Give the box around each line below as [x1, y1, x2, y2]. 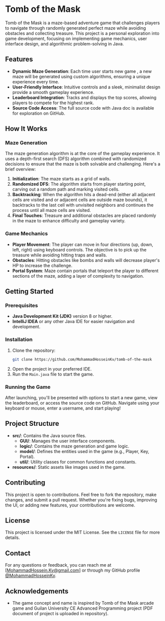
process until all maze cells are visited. [12, 207, 91, 213]
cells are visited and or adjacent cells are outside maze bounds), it [12, 197, 147, 203]
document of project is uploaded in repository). [12, 610, 109, 616]
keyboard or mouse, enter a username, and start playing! [5, 405, 121, 411]
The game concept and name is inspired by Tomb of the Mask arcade [12, 600, 154, 606]
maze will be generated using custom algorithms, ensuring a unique [12, 73, 151, 80]
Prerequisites [5, 302, 38, 309]
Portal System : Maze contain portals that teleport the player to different [12, 268, 159, 274]
